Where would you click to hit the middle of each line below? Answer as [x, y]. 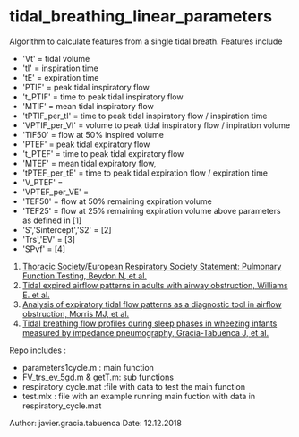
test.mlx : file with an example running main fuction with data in [139, 396]
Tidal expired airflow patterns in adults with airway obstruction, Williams [155, 285]
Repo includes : [38, 350]
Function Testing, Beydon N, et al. [85, 276]
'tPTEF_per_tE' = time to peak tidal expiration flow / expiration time [145, 173]
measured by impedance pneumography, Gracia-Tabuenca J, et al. [145, 332]
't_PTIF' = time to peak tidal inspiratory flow [103, 97]
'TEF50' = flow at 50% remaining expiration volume [117, 201]
